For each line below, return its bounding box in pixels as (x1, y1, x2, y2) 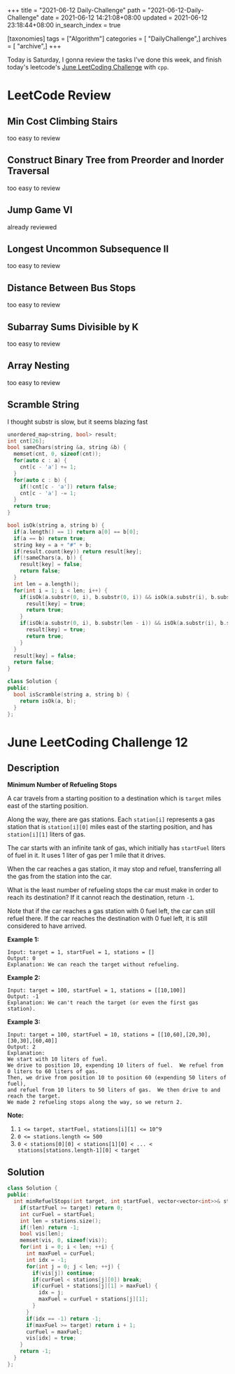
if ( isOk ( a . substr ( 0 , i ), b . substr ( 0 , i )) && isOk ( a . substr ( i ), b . (20, 593, 218, 600)
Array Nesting (7, 360, 70, 372)
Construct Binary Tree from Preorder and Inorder (7, 154, 225, 166)
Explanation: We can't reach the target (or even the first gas (7, 999, 199, 1006)
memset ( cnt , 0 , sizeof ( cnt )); (13, 450, 101, 458)
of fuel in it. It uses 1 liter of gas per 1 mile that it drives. (7, 851, 166, 860)
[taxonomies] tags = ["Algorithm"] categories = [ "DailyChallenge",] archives (7, 34, 227, 43)
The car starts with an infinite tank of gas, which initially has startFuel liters (7, 844, 226, 852)
